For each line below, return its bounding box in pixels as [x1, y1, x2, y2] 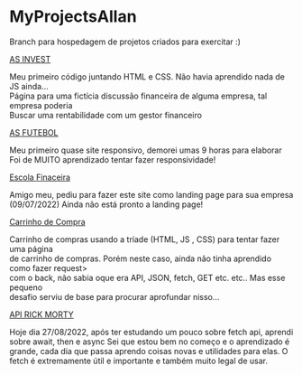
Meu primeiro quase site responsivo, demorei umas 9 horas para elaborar [9, 145, 282, 155]
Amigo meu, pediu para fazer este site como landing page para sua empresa [9, 189, 294, 200]
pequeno [9, 282, 43, 293]
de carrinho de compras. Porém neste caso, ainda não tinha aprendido [9, 253, 272, 264]
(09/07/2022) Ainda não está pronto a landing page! [9, 199, 204, 210]
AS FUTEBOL [9, 127, 59, 137]
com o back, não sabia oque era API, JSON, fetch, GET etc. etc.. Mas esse [9, 272, 286, 283]
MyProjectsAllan [9, 6, 137, 27]
